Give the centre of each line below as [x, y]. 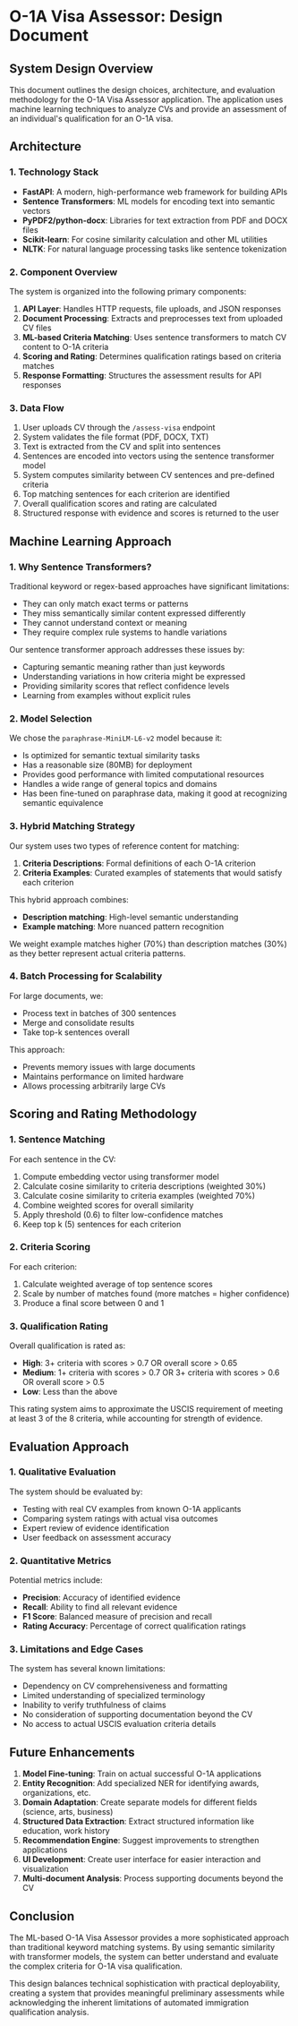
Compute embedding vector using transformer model [120, 1176]
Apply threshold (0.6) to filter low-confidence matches [123, 1214]
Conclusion [42, 1916]
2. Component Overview [64, 272]
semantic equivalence [63, 803]
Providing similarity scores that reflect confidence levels [126, 686]
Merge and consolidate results [78, 1022]
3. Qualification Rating [59, 1326]
